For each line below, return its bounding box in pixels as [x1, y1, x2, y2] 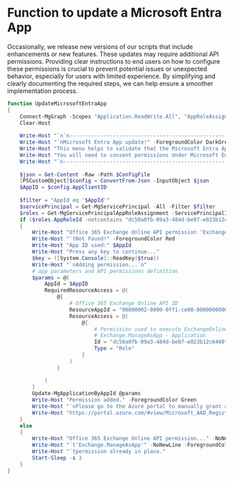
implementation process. [7, 87, 78, 95]
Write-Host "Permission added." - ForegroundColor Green [32, 396, 197, 403]
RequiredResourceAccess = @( [44, 287, 129, 294]
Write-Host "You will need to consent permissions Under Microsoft [19, 151, 218, 159]
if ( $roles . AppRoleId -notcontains [19, 216, 123, 223]
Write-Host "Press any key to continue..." [32, 248, 159, 256]
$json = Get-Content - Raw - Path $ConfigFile [19, 171, 150, 178]
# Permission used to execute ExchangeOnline [94, 326, 228, 333]
